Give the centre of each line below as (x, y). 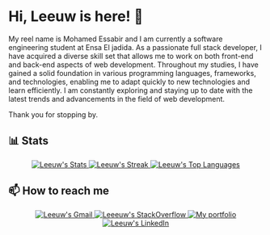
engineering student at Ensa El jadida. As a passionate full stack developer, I (135, 47)
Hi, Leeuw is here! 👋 (76, 17)
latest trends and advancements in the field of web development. (116, 99)
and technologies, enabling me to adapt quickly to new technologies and (129, 82)
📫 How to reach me (59, 191)
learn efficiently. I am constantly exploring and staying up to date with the (131, 90)
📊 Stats (29, 141)
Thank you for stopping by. (53, 114)
